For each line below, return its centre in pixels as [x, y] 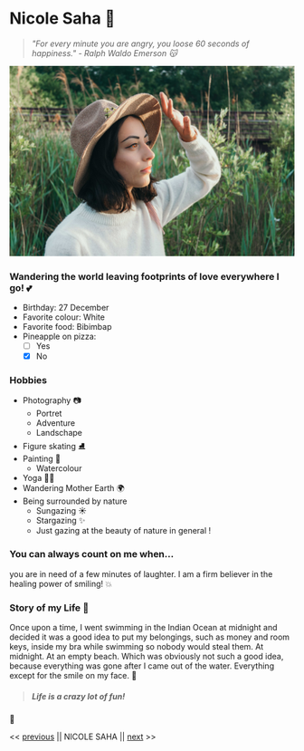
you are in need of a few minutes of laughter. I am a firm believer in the [141, 573]
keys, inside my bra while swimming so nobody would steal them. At [137, 646]
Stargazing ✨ [61, 521]
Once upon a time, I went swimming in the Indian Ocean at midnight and [143, 627]
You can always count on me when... [92, 554]
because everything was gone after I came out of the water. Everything [142, 666]
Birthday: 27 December [66, 307]
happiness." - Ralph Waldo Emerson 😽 [104, 53]
